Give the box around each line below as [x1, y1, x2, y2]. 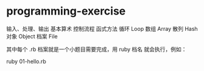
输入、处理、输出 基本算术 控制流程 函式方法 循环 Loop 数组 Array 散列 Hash [6, 25, 198, 32]
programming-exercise [6, 4, 126, 18]
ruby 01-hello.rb [6, 58, 47, 65]
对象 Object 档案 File [6, 32, 58, 40]
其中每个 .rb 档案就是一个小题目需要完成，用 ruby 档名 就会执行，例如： [6, 46, 187, 53]
